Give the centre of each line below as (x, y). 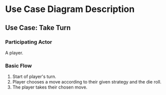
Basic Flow (19, 65)
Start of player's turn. (34, 76)
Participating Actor (29, 42)
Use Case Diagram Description (70, 9)
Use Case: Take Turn (38, 28)
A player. (14, 52)
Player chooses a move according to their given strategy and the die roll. (87, 82)
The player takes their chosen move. (50, 87)
